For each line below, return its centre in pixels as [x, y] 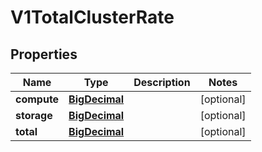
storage [34, 115]
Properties [44, 54]
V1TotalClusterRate [92, 17]
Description [162, 82]
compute [37, 99]
